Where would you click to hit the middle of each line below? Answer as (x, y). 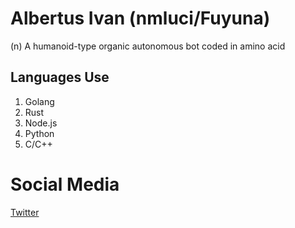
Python (39, 133)
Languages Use (60, 77)
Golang (39, 101)
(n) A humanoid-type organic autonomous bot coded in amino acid (148, 46)
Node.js (41, 123)
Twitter (25, 212)
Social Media (65, 184)
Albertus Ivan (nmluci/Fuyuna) (140, 18)
